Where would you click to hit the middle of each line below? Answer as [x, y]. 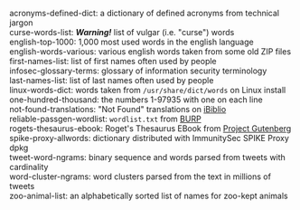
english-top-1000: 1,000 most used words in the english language [132, 42]
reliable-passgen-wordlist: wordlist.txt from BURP [105, 119]
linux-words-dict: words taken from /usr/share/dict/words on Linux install [148, 90]
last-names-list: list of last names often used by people [112, 80]
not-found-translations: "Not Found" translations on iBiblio [118, 109]
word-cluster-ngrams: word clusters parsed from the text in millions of [140, 177]
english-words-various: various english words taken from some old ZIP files [150, 52]
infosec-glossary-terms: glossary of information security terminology [138, 71]
